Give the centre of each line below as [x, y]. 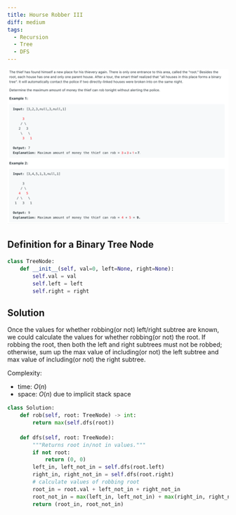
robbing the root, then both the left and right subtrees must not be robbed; [115, 345]
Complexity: [25, 373]
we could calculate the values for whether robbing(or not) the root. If [106, 337]
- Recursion [31, 37]
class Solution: [31, 408]
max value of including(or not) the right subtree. [77, 360]
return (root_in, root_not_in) [78, 504]
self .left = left [58, 283]
